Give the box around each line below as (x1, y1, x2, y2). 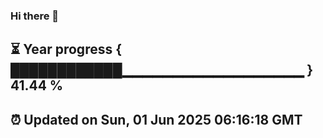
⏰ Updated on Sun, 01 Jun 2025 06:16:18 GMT (10, 111, 303, 128)
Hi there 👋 (10, 9, 60, 23)
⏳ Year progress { (10, 41, 123, 58)
